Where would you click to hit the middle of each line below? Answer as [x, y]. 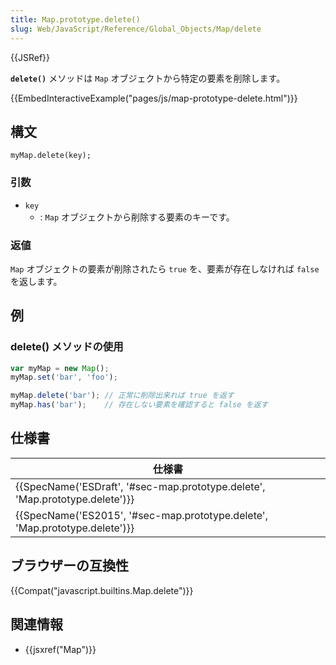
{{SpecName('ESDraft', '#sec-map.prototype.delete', [140, 486]
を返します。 [36, 281]
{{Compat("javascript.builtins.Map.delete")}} [102, 590]
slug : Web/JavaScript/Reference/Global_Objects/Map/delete [136, 29]
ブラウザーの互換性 [69, 566]
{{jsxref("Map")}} [60, 649]
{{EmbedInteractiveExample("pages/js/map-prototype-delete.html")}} [154, 98]
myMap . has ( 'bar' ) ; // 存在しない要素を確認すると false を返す [139, 405]
